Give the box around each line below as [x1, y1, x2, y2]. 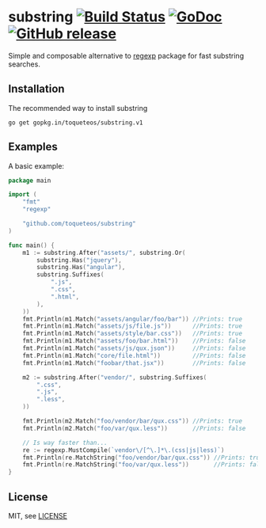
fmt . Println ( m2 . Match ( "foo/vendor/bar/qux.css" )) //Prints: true [22, 417, 243, 425]
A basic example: [8, 161, 65, 170]
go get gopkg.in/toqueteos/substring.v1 [8, 119, 144, 127]
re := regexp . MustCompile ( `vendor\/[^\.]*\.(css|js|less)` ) [22, 446, 225, 454]
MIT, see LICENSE [8, 511, 67, 520]
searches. [8, 59, 41, 69]
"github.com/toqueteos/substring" [22, 220, 136, 228]
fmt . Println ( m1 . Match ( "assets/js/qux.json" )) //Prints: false [22, 344, 246, 352]
